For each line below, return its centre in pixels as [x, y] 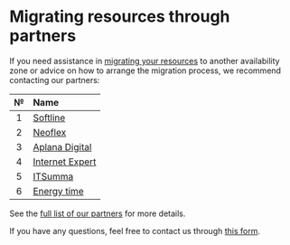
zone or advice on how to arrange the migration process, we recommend [145, 71]
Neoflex [50, 132]
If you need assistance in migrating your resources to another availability [145, 61]
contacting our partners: [55, 80]
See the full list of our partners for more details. [98, 213]
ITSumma [53, 176]
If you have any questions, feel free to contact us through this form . [135, 231]
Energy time [58, 191]
